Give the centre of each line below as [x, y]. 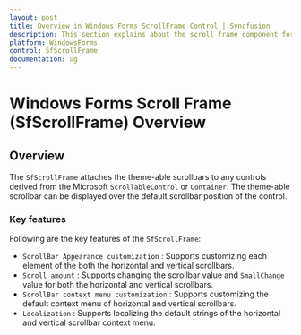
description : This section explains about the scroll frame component [144, 34]
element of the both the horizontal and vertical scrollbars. [128, 266]
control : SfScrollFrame [54, 51]
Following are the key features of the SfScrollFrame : [105, 239]
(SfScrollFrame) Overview [107, 123]
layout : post [34, 17]
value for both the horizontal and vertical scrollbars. [117, 285]
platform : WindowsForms [54, 43]
